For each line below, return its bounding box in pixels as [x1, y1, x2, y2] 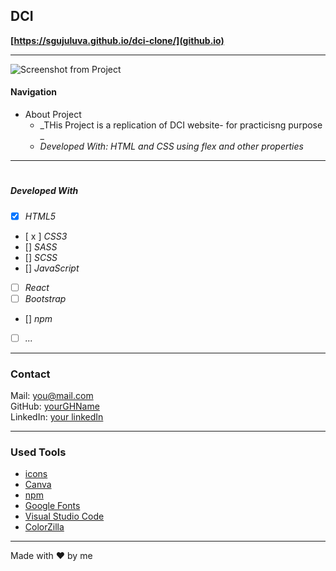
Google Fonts [24, 500, 81, 512]
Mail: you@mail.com [10, 390, 94, 402]
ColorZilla [24, 521, 65, 533]
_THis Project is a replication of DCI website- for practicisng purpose [39, 119, 323, 131]
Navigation [10, 86, 57, 98]
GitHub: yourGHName [10, 400, 100, 413]
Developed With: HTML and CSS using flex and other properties [39, 140, 304, 153]
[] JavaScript [24, 262, 80, 274]
